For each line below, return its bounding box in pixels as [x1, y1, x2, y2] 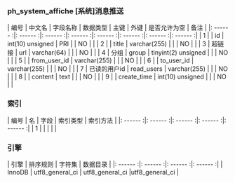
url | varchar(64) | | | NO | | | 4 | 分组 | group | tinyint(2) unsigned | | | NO [18, 48, 229, 57]
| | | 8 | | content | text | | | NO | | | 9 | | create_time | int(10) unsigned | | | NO [7, 72, 227, 81]
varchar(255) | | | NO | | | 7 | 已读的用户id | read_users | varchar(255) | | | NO [7, 65, 228, 73]
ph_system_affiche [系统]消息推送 [7, 6, 124, 15]
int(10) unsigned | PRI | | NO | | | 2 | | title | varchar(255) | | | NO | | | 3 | [7, 40, 210, 48]
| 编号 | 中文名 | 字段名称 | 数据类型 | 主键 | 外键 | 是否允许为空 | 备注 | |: [7, 23, 213, 32]
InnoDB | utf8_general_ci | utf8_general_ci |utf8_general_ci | [7, 168, 179, 176]
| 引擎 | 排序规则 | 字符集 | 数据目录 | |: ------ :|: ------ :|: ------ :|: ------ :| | [7, 160, 223, 168]
